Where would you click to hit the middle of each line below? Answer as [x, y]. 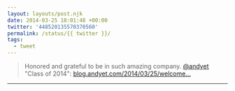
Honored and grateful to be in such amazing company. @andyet [116, 66]
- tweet [25, 46]
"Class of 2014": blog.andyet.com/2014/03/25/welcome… [107, 73]
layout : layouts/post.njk [45, 14]
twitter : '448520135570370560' [53, 27]
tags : [15, 40]
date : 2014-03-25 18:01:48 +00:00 [58, 20]
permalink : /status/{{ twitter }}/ [59, 33]
